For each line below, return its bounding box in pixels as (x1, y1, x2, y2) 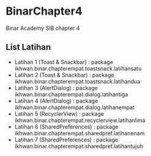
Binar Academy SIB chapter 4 (6, 24, 80, 32)
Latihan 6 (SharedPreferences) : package (14, 123, 119, 130)
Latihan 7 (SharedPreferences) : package (14, 136, 119, 143)
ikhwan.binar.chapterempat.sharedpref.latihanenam (14, 129, 145, 136)
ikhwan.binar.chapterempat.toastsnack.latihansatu (14, 65, 142, 72)
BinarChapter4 (6, 4, 83, 18)
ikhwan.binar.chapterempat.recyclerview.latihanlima (14, 116, 145, 124)
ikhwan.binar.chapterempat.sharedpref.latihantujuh (14, 142, 144, 150)
